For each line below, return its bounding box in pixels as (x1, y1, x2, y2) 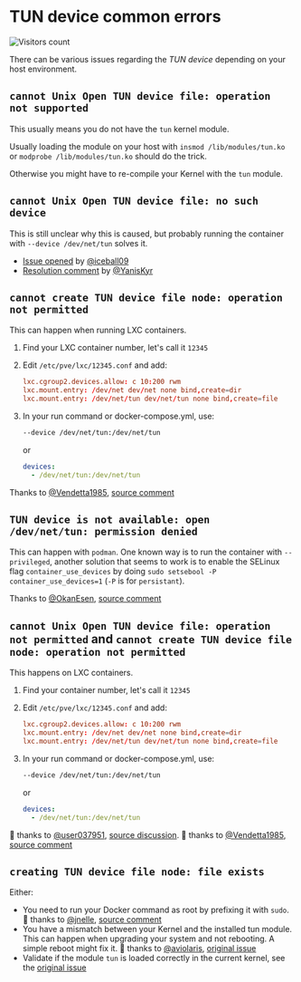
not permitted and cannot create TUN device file (9, 631, 292, 647)
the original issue (22, 962, 88, 973)
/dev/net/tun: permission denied (9, 525, 199, 538)
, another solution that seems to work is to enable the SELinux (49, 556, 280, 567)
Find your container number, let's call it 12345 (22, 685, 191, 696)
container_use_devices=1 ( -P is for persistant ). (9, 575, 185, 586)
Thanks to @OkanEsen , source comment (9, 593, 162, 604)
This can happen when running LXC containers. (9, 324, 187, 336)
